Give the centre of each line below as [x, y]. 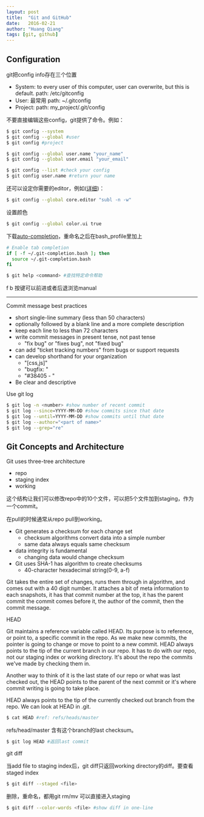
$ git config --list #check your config [58, 170]
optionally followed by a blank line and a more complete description [100, 324]
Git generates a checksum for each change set [74, 531]
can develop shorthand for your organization [71, 356]
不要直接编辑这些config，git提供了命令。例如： [65, 120]
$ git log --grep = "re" [35, 428]
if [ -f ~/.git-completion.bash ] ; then [58, 253]
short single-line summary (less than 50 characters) [80, 318]
